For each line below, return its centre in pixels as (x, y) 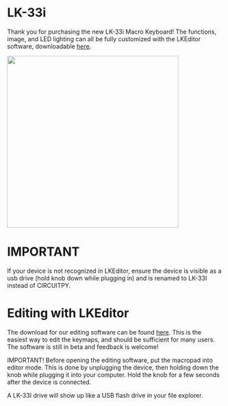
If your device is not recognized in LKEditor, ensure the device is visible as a (114, 271)
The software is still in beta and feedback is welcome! (83, 347)
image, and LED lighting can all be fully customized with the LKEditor (104, 38)
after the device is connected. (49, 382)
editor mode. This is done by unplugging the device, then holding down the (113, 367)
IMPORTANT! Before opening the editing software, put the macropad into (110, 360)
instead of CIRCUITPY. (39, 285)
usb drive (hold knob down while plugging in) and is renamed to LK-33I (107, 278)
